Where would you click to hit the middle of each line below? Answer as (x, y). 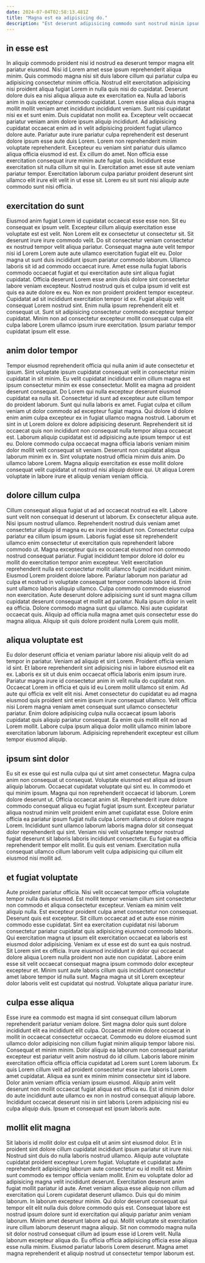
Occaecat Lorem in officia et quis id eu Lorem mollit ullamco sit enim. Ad (97, 688)
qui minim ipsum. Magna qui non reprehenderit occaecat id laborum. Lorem (101, 793)
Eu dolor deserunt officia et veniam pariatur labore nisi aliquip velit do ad (97, 655)
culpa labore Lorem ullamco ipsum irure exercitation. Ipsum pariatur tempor (101, 325)
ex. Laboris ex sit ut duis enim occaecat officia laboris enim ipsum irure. (96, 674)
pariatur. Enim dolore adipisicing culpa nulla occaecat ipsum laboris (91, 713)
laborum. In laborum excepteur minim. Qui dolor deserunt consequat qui (97, 1201)
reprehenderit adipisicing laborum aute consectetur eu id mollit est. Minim (99, 1169)
